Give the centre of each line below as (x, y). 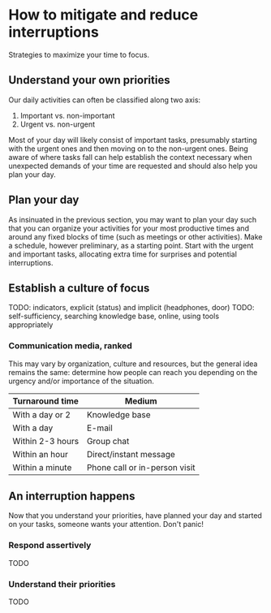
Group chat (108, 441)
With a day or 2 (42, 414)
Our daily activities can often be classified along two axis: (105, 100)
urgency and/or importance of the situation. (81, 381)
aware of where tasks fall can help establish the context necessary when (130, 157)
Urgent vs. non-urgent (58, 124)
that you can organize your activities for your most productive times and (129, 228)
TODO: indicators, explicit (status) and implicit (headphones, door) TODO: (131, 308)
